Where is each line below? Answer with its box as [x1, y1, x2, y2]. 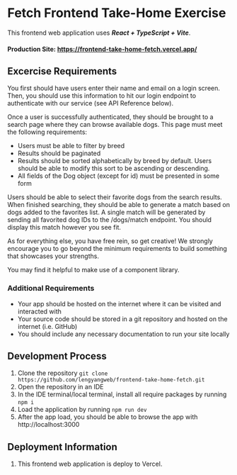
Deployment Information [7, 441, 118, 453]
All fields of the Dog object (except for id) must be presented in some [17, 172, 220, 180]
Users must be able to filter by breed [17, 142, 125, 150]
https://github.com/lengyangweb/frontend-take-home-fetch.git [17, 376, 205, 384]
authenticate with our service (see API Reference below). [7, 99, 174, 108]
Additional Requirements [7, 284, 95, 294]
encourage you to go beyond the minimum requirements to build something [7, 245, 228, 253]
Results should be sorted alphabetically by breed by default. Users [17, 157, 212, 165]
